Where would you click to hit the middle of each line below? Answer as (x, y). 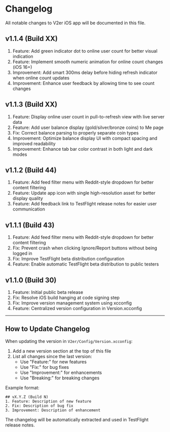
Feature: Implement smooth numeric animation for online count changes (88, 62)
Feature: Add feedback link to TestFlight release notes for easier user (84, 204)
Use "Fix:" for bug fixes (45, 367)
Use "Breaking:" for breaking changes (60, 378)
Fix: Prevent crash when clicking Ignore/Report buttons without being (85, 248)
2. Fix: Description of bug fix (39, 406)
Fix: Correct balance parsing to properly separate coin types (76, 133)
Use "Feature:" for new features (53, 362)
